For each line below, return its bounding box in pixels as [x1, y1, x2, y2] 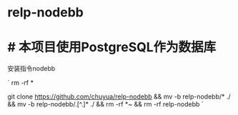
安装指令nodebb [7, 64, 56, 73]
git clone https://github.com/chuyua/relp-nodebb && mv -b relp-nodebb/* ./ [7, 92, 231, 101]
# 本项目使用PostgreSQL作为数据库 [7, 39, 217, 56]
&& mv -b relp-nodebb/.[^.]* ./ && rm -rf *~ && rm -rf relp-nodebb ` [7, 100, 204, 109]
